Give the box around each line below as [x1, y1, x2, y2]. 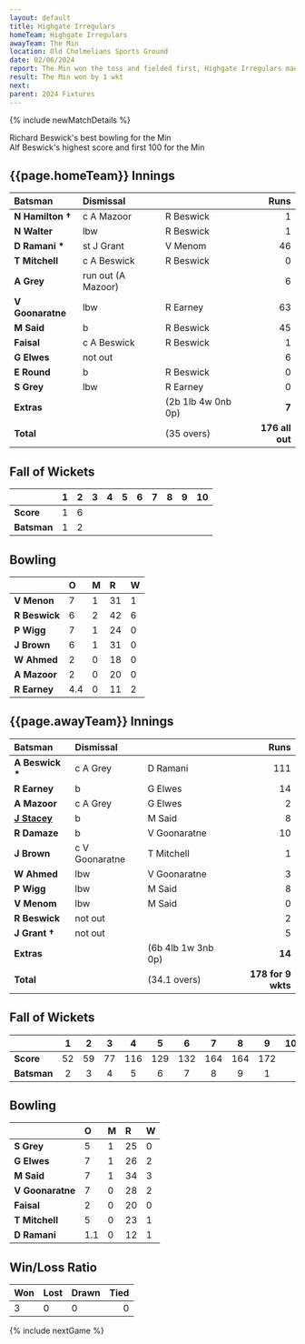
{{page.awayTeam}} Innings [9, 714, 174, 729]
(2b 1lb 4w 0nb [164, 396, 232, 408]
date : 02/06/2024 [9, 55, 75, 65]
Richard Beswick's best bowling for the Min [9, 132, 172, 143]
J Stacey [14, 811, 53, 824]
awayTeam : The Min [9, 38, 79, 48]
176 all [260, 422, 291, 435]
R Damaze [14, 827, 59, 839]
